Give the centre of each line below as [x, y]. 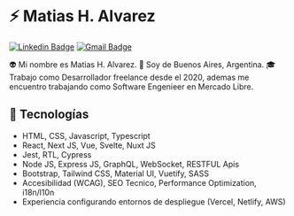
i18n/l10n [38, 192]
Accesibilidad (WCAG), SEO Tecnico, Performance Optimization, [139, 182]
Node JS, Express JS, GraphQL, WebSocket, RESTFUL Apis [131, 164]
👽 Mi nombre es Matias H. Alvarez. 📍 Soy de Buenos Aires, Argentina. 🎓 [143, 64]
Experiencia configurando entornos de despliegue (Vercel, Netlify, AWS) [154, 201]
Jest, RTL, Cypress [57, 154]
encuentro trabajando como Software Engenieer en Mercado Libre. [132, 86]
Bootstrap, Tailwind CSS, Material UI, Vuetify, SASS [116, 174]
